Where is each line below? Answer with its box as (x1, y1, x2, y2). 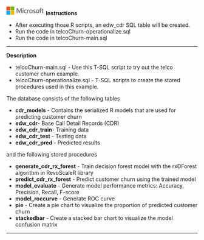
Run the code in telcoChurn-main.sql (15, 34, 107, 41)
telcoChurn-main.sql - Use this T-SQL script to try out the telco (15, 64, 173, 71)
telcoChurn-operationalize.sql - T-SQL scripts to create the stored (15, 77, 181, 83)
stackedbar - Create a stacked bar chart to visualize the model (15, 214, 173, 222)
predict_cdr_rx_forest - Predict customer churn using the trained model (15, 175, 196, 183)
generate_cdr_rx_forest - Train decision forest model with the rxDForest (15, 163, 197, 170)
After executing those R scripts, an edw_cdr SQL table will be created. (15, 21, 190, 29)
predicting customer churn (15, 113, 82, 120)
